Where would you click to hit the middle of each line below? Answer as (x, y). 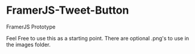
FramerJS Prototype (31, 27)
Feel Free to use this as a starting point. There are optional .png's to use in (98, 38)
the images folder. (28, 45)
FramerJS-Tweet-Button (68, 10)
